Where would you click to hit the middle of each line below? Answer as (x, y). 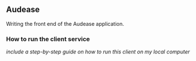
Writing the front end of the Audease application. (65, 23)
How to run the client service (48, 39)
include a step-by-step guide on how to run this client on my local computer (98, 52)
